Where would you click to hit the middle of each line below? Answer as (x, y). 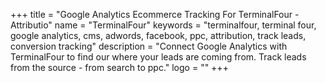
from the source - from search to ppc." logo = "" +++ (119, 67)
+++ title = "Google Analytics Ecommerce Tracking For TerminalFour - (155, 14)
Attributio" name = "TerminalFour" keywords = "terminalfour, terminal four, (163, 25)
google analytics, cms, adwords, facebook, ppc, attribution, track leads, (158, 35)
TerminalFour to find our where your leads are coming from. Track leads (158, 57)
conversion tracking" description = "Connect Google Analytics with (149, 46)
